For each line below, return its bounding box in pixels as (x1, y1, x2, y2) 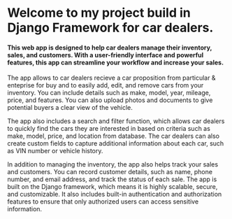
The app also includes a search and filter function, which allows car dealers (7, 117, 225, 125)
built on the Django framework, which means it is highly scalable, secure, (7, 183, 218, 191)
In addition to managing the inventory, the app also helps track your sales (7, 160, 219, 169)
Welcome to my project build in (7, 5, 191, 21)
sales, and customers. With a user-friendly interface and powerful (7, 50, 204, 59)
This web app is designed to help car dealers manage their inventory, (7, 43, 212, 52)
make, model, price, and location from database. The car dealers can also (7, 132, 220, 141)
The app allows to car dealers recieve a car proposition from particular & (7, 73, 216, 82)
